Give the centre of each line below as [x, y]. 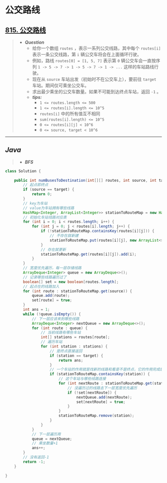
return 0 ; [42, 194]
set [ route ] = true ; [52, 300]
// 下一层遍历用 [46, 434]
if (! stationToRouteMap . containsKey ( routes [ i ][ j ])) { [97, 231]
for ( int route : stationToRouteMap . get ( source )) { [78, 291]
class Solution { [23, 171]
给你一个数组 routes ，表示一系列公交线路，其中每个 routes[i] [96, 48]
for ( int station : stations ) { [74, 346]
